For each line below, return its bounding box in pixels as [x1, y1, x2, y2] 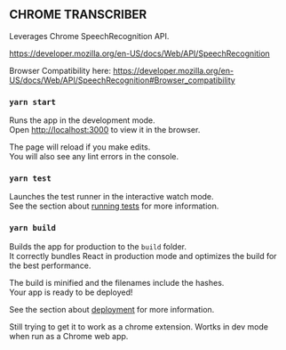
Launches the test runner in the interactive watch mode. [9, 191, 215, 202]
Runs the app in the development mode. [9, 115, 155, 126]
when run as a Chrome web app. [9, 330, 129, 341]
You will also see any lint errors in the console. [9, 151, 179, 162]
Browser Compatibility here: [9, 65, 112, 76]
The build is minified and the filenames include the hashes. [9, 277, 225, 288]
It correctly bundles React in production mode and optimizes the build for [9, 250, 277, 261]
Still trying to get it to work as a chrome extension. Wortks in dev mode [9, 321, 269, 332]
